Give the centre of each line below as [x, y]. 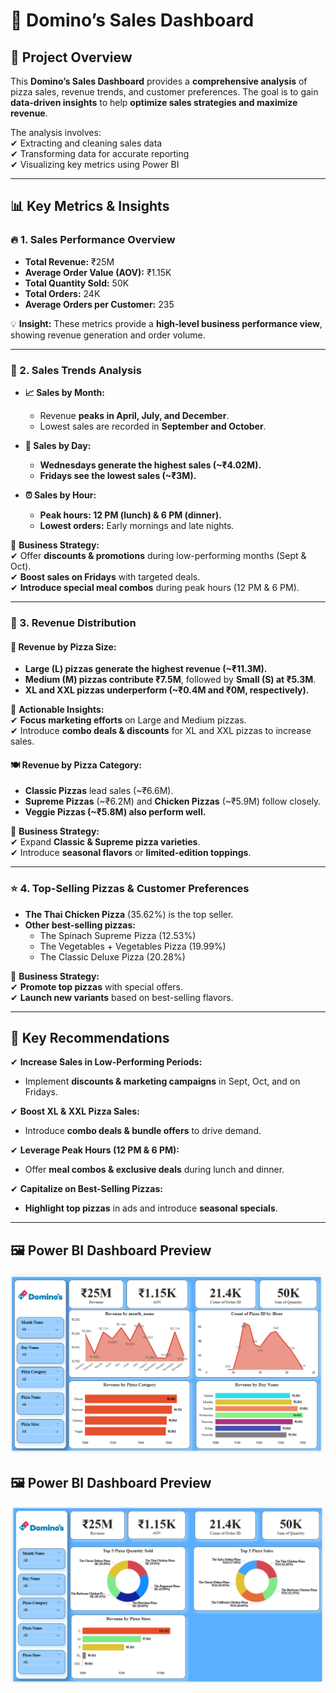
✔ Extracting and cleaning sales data [86, 143]
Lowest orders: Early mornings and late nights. [137, 525]
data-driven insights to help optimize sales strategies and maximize [154, 102]
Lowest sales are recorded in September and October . [153, 426]
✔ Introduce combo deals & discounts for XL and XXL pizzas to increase [161, 731]
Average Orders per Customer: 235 [99, 304]
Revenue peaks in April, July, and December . [134, 415]
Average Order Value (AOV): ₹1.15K [98, 272]
